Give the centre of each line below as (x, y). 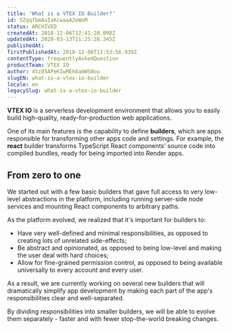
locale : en (23, 84)
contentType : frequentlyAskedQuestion (63, 59)
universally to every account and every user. (80, 270)
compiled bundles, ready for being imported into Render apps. (96, 154)
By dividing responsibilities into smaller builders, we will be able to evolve (111, 311)
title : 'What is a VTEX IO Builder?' (61, 13)
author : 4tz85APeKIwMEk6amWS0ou (53, 71)
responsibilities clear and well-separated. (66, 297)
